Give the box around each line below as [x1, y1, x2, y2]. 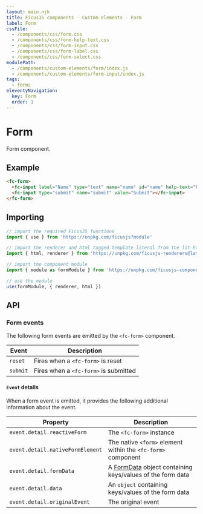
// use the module [6, 278, 53, 284]
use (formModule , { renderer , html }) [6, 283, 101, 289]
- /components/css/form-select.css [11, 54, 101, 60]
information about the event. [6, 403, 77, 410]
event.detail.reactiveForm [9, 429, 87, 436]
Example [6, 162, 40, 173]
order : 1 [11, 99, 34, 105]
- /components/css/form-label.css [11, 48, 98, 54]
